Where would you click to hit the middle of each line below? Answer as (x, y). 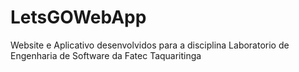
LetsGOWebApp (78, 17)
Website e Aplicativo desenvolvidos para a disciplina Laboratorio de (150, 45)
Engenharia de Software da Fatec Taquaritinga (106, 55)
